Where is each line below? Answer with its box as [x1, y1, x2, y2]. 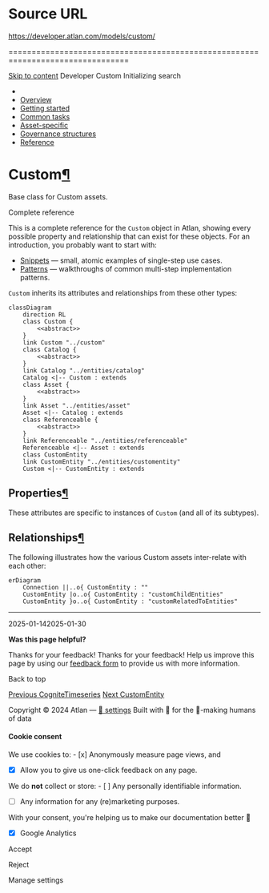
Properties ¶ [8, 486, 69, 501]
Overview [19, 95, 52, 104]
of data [8, 714, 32, 723]
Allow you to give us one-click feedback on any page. [19, 765, 198, 774]
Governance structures [19, 129, 97, 139]
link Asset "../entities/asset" [22, 401, 130, 409]
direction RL [22, 310, 66, 319]
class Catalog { [22, 345, 78, 353]
